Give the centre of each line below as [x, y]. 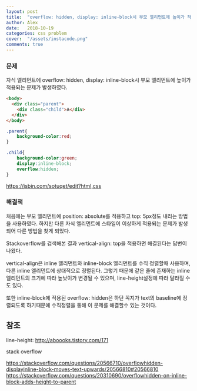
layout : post [22, 11]
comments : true [25, 45]
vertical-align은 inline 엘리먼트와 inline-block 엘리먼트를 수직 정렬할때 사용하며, [98, 263]
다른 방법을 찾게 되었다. [44, 231]
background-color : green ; [47, 158]
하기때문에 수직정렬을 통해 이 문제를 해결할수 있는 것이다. [91, 305]
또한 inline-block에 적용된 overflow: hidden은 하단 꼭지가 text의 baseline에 [94, 297]
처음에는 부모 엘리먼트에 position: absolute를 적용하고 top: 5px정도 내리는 [92, 216]
